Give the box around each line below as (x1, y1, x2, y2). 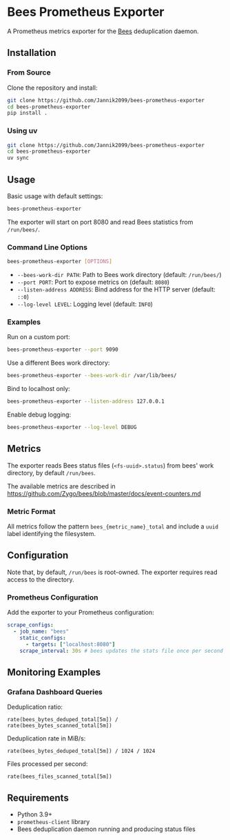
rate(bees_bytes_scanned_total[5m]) (7, 723, 112, 729)
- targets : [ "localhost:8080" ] (25, 640, 116, 648)
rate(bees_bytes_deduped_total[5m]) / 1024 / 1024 (7, 747, 156, 755)
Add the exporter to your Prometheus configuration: (7, 609, 155, 617)
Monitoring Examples (7, 666, 101, 678)
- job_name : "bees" (13, 628, 70, 635)
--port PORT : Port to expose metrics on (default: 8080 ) (17, 278, 170, 287)
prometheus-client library (17, 817, 90, 825)
